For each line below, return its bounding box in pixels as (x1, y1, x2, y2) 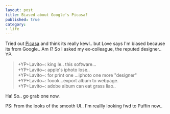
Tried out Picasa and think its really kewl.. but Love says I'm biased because (5, 40, 165, 47)
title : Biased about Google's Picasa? (5, 12, 88, 17)
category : (5, 21, 27, 27)
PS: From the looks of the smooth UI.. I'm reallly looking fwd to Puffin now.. (5, 103, 163, 109)
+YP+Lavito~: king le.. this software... (17, 61, 96, 67)
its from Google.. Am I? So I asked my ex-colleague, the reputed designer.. (5, 46, 162, 52)
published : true (5, 17, 40, 22)
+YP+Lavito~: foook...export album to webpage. (17, 78, 119, 84)
